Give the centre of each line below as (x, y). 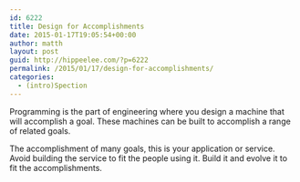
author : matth (36, 43)
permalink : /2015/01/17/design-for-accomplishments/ (112, 69)
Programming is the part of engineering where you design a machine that (147, 111)
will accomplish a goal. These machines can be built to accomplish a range (150, 121)
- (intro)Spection (53, 86)
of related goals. (40, 131)
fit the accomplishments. (56, 167)
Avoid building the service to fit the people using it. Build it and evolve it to (149, 158)
